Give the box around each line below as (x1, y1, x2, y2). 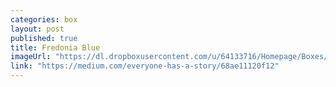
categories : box (10, 14, 78, 25)
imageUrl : (10, 52, 52, 62)
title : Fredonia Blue (10, 42, 101, 53)
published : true (10, 33, 78, 43)
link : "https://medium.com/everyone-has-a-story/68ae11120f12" (10, 61, 280, 71)
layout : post (10, 24, 65, 34)
